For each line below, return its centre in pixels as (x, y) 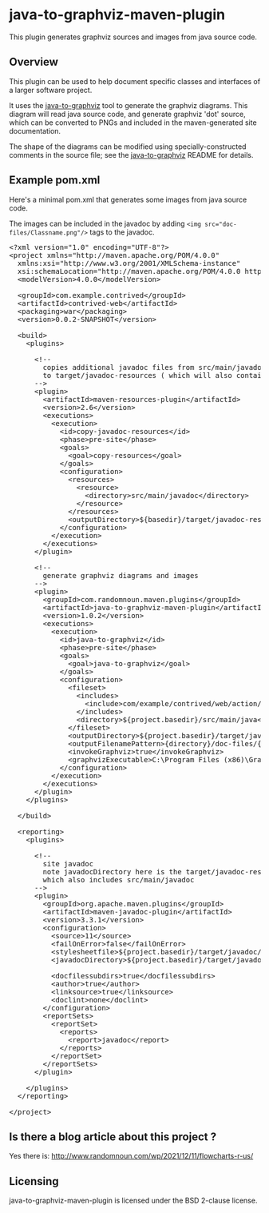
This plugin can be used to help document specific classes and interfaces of (135, 81)
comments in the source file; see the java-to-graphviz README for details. (131, 155)
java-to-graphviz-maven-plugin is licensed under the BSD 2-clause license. (133, 1201)
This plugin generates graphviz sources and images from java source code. (133, 37)
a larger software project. (51, 90)
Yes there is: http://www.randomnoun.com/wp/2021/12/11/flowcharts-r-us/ (131, 1156)
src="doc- (221, 224)
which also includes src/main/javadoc (119, 880)
